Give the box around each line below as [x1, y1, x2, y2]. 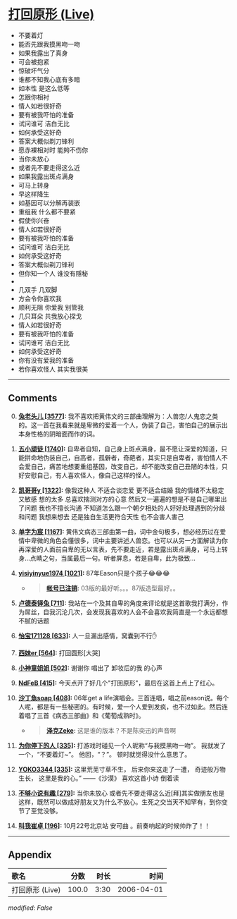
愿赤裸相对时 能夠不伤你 [18, 145, 89, 154]
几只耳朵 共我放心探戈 [18, 312, 82, 320]
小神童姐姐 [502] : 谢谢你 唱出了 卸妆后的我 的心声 [18, 664, 163, 672]
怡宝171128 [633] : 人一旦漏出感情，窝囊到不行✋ [18, 631, 158, 640]
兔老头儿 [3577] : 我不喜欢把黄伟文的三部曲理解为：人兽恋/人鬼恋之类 [18, 412, 219, 420]
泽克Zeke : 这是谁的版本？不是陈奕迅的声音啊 [46, 726, 177, 734]
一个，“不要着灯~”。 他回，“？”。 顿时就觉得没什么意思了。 [18, 750, 191, 758]
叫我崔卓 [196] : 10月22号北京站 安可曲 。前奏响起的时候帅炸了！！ [18, 821, 210, 829]
